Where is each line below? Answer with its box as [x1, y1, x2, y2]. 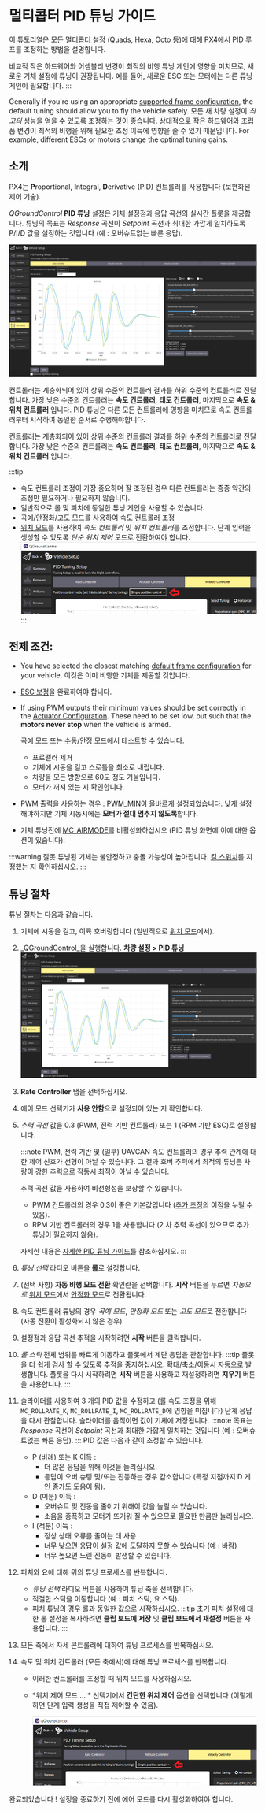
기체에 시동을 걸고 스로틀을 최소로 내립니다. [31, 763, 165, 772]
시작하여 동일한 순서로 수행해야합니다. [29, 414, 146, 424]
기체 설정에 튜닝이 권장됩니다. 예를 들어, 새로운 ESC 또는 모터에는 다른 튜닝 [23, 71, 253, 80]
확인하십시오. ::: [38, 862, 86, 871]
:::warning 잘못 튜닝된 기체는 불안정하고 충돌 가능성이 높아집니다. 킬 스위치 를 [9, 852, 245, 862]
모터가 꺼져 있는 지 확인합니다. [31, 782, 125, 792]
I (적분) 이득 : [31, 1521, 73, 1531]
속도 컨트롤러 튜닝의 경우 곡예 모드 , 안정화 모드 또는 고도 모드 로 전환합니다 [20, 1307, 247, 1316]
